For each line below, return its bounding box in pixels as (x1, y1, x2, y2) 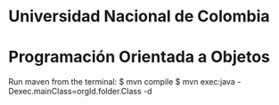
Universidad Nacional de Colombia (8, 6, 270, 27)
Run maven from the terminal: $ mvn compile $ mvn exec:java (8, 77, 235, 87)
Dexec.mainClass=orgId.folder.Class (8, 86, 142, 97)
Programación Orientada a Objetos (8, 47, 271, 68)
